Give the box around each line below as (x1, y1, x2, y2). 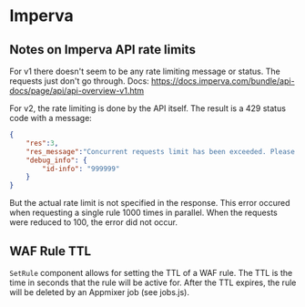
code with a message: (9, 113, 93, 123)
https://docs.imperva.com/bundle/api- (151, 76, 295, 87)
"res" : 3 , (25, 138, 59, 148)
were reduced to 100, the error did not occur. (9, 217, 178, 228)
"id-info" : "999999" (42, 164, 120, 173)
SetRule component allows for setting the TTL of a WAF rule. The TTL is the (9, 267, 293, 278)
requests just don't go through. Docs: (9, 76, 150, 87)
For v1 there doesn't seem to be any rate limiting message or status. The (9, 66, 280, 77)
